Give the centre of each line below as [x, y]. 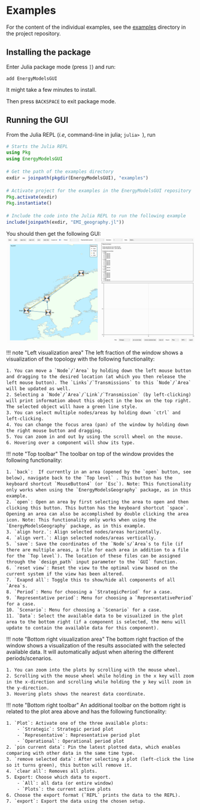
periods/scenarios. [29, 658]
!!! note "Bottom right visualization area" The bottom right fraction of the [95, 639]
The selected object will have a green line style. [72, 407]
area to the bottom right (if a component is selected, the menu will [96, 622]
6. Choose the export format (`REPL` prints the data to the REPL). [93, 796]
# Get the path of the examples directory [60, 172]
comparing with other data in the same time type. [71, 754]
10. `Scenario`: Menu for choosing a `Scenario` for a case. [84, 610]
